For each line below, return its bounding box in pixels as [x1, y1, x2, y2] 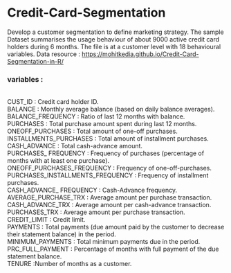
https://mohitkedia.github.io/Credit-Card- [82, 50, 199, 58]
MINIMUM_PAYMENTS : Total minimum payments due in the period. [7, 238, 201, 246]
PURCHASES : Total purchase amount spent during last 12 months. [7, 120, 197, 128]
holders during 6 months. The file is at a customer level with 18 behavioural [7, 42, 221, 51]
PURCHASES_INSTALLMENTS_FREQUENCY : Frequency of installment [7, 171, 209, 179]
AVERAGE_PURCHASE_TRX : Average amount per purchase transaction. [7, 193, 212, 202]
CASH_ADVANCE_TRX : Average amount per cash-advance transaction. [7, 201, 212, 209]
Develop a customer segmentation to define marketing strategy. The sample [7, 28, 224, 36]
